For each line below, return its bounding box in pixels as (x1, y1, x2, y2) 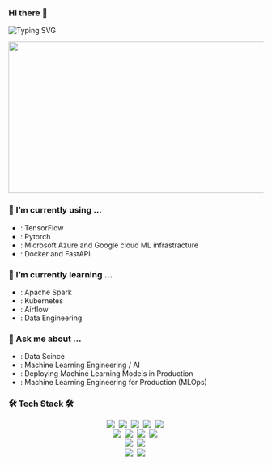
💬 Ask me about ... (8, 333, 82, 345)
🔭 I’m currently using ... (8, 205, 103, 216)
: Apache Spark (19, 287, 73, 297)
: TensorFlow (19, 222, 64, 233)
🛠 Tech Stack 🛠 (8, 398, 74, 409)
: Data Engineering (19, 313, 83, 323)
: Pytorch (19, 231, 51, 241)
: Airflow (19, 304, 49, 314)
